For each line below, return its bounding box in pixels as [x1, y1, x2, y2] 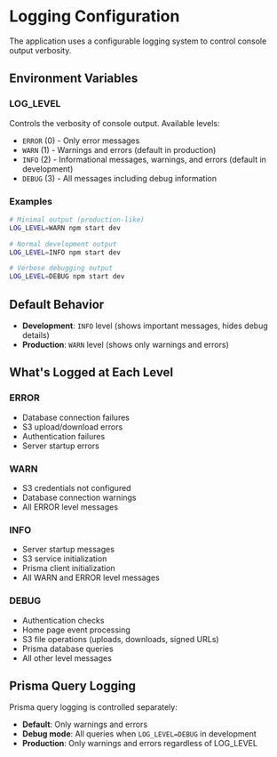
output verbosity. [9, 44, 72, 55]
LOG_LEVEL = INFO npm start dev [9, 247, 122, 257]
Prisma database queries [21, 643, 114, 654]
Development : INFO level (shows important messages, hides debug [21, 320, 268, 331]
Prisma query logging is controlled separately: [9, 702, 178, 713]
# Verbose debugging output [9, 264, 114, 273]
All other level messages [21, 652, 113, 664]
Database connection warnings [21, 492, 137, 503]
